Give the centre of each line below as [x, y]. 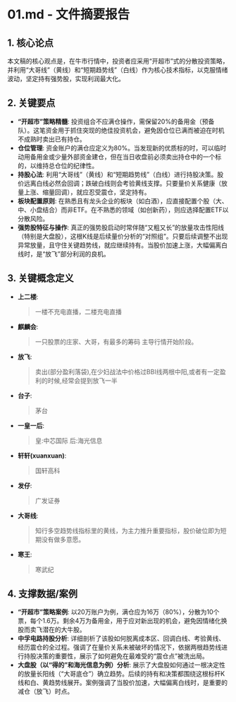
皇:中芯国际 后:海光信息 [69, 440]
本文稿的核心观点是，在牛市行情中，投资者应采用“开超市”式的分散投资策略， [118, 61]
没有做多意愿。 [63, 539]
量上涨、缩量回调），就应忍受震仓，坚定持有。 [84, 192]
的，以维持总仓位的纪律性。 [58, 165]
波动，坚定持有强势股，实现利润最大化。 [66, 79]
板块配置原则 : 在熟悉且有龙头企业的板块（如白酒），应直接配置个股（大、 [123, 201]
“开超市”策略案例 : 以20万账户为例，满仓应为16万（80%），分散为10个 [118, 612]
